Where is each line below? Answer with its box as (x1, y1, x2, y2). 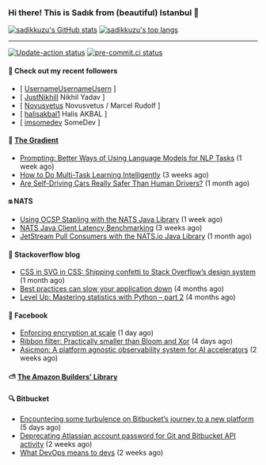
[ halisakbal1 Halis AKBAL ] (19, 109, 108, 118)
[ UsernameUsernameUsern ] (19, 83, 116, 93)
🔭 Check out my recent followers (8, 66, 118, 75)
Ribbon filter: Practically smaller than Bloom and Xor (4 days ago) (19, 337, 234, 346)
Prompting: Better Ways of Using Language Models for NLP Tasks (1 (19, 153, 242, 162)
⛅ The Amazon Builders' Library (8, 372, 118, 381)
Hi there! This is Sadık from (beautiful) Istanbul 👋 (8, 7, 199, 18)
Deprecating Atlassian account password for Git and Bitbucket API (19, 431, 236, 440)
